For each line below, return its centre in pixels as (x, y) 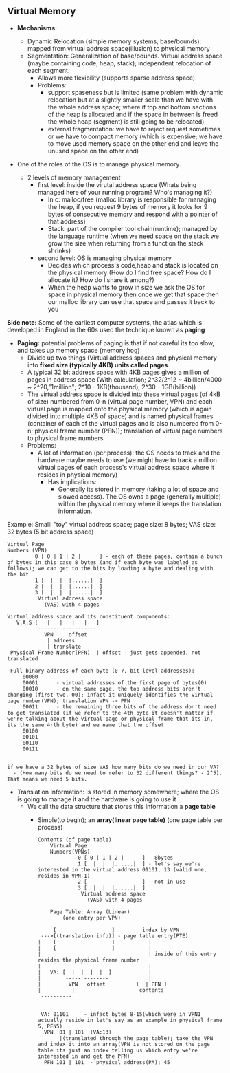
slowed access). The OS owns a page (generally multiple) (140, 496)
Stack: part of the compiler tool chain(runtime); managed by (133, 228)
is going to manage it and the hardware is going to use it (96, 799)
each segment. (48, 70)
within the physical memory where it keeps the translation (140, 503)
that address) (67, 221)
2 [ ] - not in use (132, 882)
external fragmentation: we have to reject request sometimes (134, 129)
